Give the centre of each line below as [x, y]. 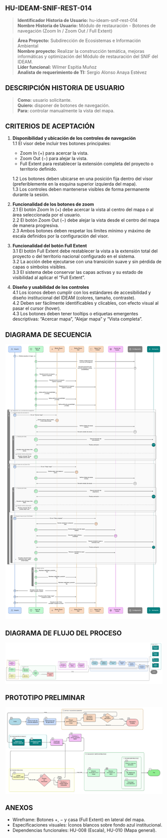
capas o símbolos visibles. [39, 267]
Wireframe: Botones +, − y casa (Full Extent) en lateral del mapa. [79, 820]
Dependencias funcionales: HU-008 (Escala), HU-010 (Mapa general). [84, 831]
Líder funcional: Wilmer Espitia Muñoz [57, 67]
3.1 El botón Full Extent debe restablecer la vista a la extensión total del [85, 251]
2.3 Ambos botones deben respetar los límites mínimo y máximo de [82, 231]
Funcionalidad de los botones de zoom [53, 205]
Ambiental [28, 46]
